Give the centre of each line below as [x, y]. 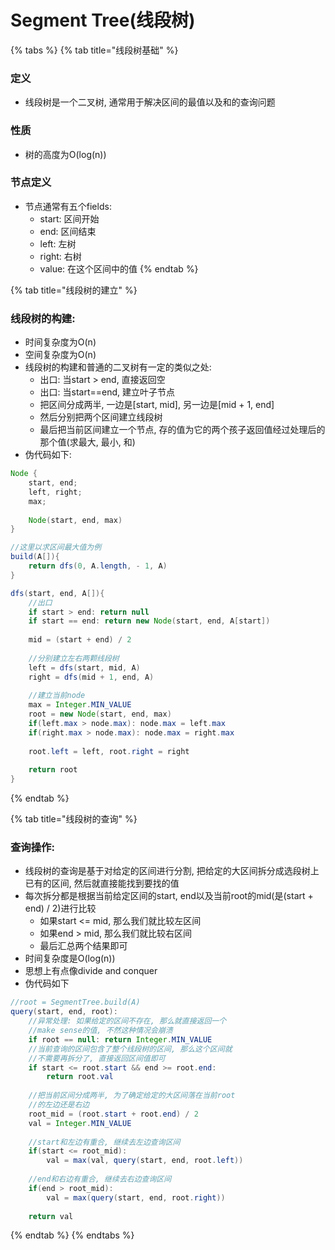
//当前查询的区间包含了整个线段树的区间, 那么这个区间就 [130, 1049]
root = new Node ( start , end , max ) [100, 714]
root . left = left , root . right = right [109, 751]
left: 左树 [58, 243]
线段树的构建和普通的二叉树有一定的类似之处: [118, 367]
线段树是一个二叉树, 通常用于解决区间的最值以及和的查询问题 [150, 102]
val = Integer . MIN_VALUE [80, 1123]
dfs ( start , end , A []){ [57, 593]
